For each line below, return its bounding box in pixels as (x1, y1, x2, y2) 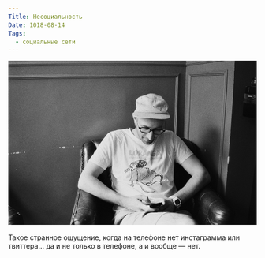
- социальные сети (15, 38, 77, 46)
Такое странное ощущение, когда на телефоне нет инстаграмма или (8, 233, 241, 242)
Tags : (8, 29, 26, 37)
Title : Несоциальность (8, 13, 83, 21)
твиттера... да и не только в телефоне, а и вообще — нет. (8, 241, 201, 251)
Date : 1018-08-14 (8, 21, 65, 29)
